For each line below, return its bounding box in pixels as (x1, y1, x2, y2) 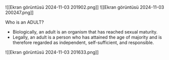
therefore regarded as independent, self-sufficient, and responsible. (12, 39, 154, 45)
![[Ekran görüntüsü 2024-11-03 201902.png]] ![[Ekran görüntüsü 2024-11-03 (5, 4, 164, 10)
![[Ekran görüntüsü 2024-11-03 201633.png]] (5, 49, 99, 55)
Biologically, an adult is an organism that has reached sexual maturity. (12, 29, 158, 34)
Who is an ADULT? (5, 19, 44, 25)
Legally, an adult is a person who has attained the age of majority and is (12, 34, 162, 40)
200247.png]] (5, 9, 34, 15)
